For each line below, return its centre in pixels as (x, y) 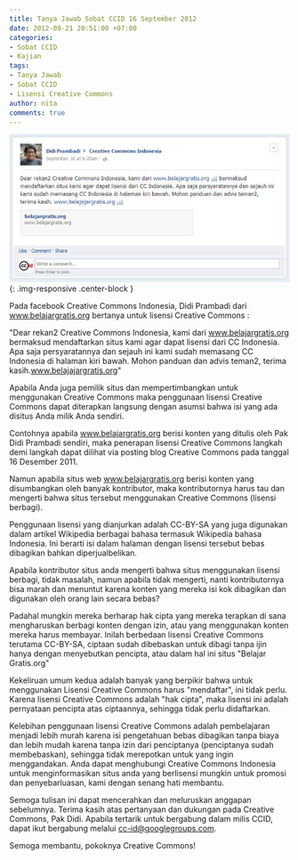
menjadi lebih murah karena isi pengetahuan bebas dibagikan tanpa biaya (144, 735)
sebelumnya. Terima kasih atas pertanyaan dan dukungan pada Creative (142, 809)
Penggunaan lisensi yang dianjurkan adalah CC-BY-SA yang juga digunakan (149, 524)
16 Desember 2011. (44, 462)
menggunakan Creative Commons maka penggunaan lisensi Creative (136, 397)
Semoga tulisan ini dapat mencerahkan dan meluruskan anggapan (130, 800)
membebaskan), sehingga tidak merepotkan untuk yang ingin (121, 755)
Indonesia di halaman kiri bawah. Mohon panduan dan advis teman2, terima (148, 361)
